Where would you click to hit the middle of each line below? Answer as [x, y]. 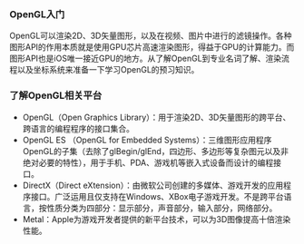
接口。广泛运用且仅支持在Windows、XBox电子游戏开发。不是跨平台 [157, 196]
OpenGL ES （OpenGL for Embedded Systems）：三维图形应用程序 [147, 140]
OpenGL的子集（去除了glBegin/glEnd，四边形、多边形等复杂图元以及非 [155, 151]
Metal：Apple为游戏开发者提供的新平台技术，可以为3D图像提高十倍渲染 [157, 219]
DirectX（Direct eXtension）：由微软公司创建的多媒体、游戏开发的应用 [153, 185]
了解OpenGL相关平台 [56, 95]
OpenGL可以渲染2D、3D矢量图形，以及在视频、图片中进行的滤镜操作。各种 [151, 36]
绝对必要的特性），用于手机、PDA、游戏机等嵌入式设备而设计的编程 [148, 162]
